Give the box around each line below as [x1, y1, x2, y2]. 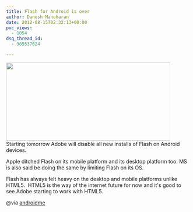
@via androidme [6, 199, 45, 206]
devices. [6, 147, 27, 154]
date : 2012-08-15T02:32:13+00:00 [6, 19, 87, 25]
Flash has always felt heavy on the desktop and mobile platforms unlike [6, 175, 178, 182]
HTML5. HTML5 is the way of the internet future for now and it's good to [6, 182, 182, 189]
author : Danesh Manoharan [6, 14, 69, 20]
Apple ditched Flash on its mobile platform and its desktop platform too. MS [6, 158, 188, 165]
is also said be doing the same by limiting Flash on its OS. [6, 164, 144, 171]
